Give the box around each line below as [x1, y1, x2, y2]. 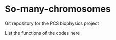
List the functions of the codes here [5, 30, 80, 36]
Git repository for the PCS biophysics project [5, 20, 99, 26]
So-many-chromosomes [5, 3, 111, 15]
